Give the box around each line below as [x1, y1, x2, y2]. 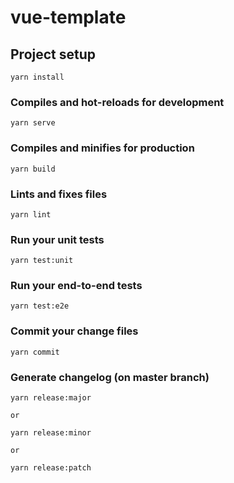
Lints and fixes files [10, 187, 108, 201]
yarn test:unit [10, 256, 74, 266]
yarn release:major [10, 393, 92, 403]
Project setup [10, 46, 97, 63]
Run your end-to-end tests [10, 279, 143, 293]
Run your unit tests [10, 232, 105, 246]
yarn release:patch [10, 463, 92, 473]
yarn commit [10, 347, 60, 357]
